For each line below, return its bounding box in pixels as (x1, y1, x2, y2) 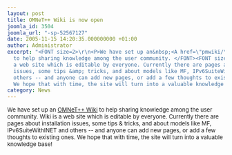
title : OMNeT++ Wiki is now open (7, 17, 104, 23)
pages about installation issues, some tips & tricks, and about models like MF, (7, 120, 212, 127)
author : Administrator (7, 42, 72, 49)
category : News (7, 87, 51, 94)
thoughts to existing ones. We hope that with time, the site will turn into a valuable (7, 134, 223, 141)
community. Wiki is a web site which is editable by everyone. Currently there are (7, 113, 220, 121)
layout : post (7, 10, 45, 17)
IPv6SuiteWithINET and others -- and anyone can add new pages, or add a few (7, 127, 216, 134)
